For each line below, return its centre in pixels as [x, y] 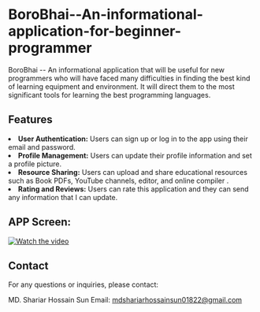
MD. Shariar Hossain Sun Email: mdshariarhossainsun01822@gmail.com [125, 300]
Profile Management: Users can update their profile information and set [135, 155]
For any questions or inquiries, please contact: [84, 284]
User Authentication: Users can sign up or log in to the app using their [133, 139]
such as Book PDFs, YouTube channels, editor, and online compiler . [119, 180]
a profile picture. [35, 164]
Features [30, 120]
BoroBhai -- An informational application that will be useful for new [117, 69]
